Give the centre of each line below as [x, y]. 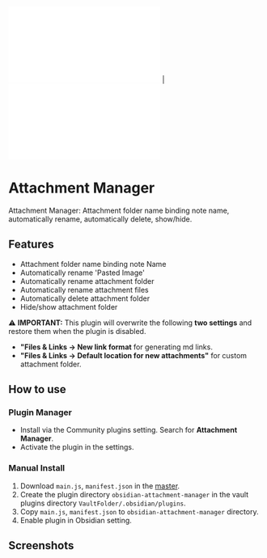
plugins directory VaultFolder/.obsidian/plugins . [103, 503]
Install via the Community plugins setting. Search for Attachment [129, 430]
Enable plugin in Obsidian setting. [76, 520]
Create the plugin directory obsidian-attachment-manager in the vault [134, 494]
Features [31, 245]
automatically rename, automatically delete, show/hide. [100, 219]
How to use [37, 389]
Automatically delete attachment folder [85, 298]
